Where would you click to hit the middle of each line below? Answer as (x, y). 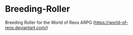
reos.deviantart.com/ (26, 27)
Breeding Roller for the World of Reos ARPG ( (50, 22)
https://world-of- (111, 22)
